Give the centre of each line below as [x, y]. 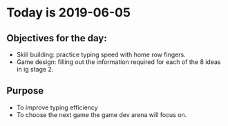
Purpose [25, 91]
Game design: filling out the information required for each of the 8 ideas [118, 62]
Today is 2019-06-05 [68, 13]
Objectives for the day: [57, 38]
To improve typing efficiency [57, 107]
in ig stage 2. [35, 69]
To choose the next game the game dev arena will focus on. [102, 114]
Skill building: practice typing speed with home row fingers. [101, 54]
